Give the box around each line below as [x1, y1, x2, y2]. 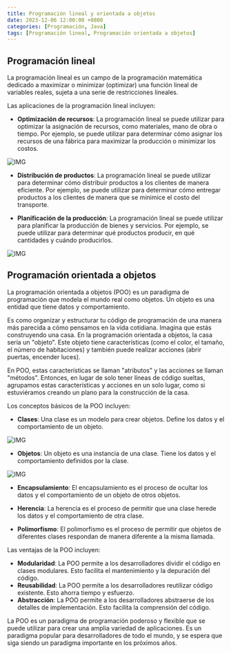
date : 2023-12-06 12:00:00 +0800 [7, 17, 103, 24]
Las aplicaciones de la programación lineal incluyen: [7, 102, 156, 110]
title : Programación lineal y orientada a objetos [7, 10, 156, 17]
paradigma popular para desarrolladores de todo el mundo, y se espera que [7, 631, 223, 639]
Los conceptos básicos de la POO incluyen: [7, 401, 131, 410]
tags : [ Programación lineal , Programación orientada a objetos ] [7, 29, 196, 37]
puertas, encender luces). [7, 352, 81, 361]
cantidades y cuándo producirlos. [17, 236, 113, 244]
